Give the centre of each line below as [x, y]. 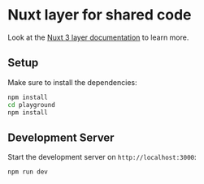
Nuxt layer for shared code [100, 15]
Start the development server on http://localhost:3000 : [102, 157]
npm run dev [28, 172]
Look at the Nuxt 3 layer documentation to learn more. [98, 37]
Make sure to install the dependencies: [72, 82]
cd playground [32, 105]
